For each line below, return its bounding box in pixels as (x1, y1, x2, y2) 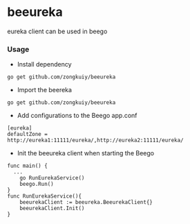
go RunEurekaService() (19, 175, 85, 182)
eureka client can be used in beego (7, 27, 108, 35)
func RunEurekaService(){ (7, 193, 82, 200)
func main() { (7, 162, 48, 170)
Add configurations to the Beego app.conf (17, 112, 137, 120)
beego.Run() (19, 181, 54, 188)
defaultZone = (7, 131, 48, 138)
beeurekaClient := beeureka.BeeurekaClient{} (19, 199, 153, 206)
